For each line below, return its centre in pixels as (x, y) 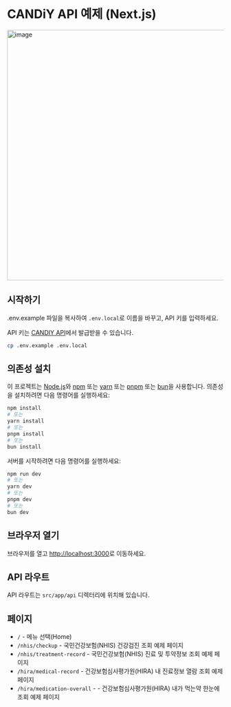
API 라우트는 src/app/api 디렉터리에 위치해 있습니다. (78, 595)
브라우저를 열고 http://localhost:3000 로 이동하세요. (77, 553)
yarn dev (20, 486)
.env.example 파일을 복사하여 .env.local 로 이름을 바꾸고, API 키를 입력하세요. (113, 318)
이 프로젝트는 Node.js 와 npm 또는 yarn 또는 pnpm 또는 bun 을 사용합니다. (106, 387)
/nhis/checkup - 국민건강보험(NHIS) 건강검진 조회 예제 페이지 (100, 646)
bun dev (18, 512)
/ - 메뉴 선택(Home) (44, 637)
